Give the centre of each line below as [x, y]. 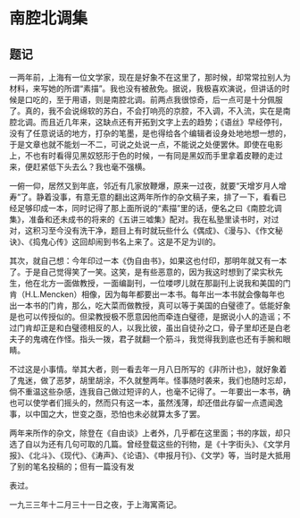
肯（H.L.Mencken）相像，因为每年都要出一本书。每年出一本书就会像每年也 [147, 294]
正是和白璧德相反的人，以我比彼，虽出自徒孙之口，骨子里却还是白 [161, 328]
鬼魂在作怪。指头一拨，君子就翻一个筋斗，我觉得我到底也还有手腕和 [158, 339]
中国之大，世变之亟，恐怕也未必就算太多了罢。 [119, 414]
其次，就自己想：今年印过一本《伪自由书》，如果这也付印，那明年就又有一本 [148, 261]
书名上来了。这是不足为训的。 [165, 242]
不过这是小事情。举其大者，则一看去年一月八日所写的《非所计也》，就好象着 [148, 369]
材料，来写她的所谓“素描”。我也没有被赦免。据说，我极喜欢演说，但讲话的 [146, 89]
